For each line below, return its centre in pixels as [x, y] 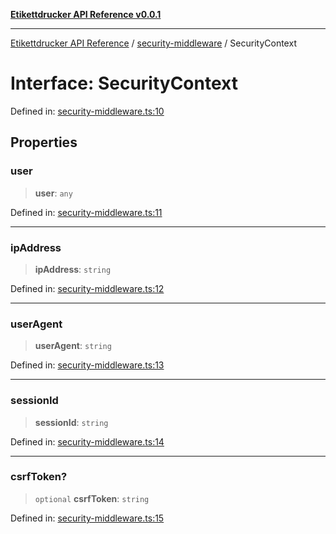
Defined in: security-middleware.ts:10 [87, 111]
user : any [53, 193]
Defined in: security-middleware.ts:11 [86, 212]
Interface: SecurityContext [124, 83]
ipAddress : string [73, 269]
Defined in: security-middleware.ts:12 [87, 288]
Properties [44, 142]
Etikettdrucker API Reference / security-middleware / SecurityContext [153, 43]
